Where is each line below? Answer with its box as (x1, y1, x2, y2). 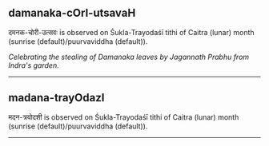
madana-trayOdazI (8, 91, 105, 105)
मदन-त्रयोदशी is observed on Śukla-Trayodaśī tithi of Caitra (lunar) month (8, 112, 239, 122)
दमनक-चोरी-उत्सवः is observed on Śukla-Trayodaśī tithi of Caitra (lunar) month (8, 27, 255, 37)
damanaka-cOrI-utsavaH (8, 6, 136, 20)
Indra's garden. (8, 60, 59, 70)
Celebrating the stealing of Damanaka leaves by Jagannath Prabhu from (8, 52, 250, 61)
